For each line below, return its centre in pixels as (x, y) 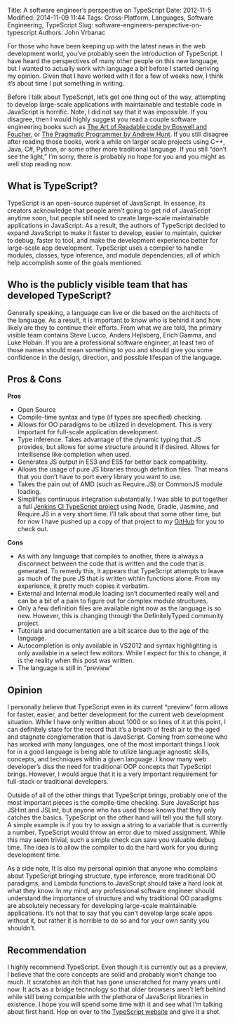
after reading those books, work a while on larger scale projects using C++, (116, 142)
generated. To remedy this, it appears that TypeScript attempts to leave (121, 571)
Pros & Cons (34, 379)
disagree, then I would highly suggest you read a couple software (102, 119)
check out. (33, 529)
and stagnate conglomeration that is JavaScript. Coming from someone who (117, 737)
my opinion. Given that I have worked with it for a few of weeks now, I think (115, 76)
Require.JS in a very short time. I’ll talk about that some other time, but (119, 514)
